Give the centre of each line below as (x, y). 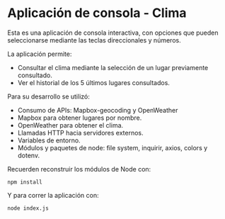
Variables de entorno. (49, 140)
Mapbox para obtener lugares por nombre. (80, 118)
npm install (25, 182)
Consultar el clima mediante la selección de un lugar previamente (113, 67)
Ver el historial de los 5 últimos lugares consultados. (93, 82)
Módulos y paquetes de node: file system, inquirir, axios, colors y (112, 147)
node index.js (28, 208)
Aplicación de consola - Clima (97, 13)
